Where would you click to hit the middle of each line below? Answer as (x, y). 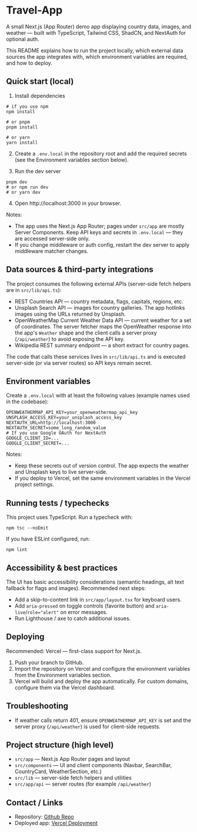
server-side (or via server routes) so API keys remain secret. (79, 363)
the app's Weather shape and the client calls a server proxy (86, 333)
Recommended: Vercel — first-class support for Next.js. (74, 651)
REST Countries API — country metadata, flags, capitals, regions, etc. (99, 301)
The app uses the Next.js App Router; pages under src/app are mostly (99, 226)
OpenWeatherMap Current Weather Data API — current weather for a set (103, 320)
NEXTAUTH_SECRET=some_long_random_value (56, 428)
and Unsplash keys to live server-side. (61, 472)
